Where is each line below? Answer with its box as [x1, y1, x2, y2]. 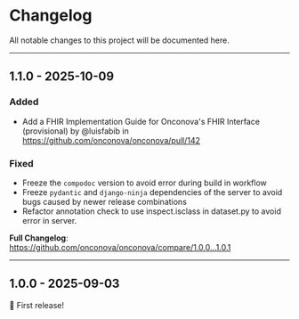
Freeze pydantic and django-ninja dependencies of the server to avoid [21, 186, 283, 197]
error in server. [21, 215, 77, 225]
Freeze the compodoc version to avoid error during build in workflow [21, 177, 267, 188]
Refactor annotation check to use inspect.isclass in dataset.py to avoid [21, 206, 282, 217]
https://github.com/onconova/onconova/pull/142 [21, 135, 201, 145]
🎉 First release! [9, 299, 65, 310]
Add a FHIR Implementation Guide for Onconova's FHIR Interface [21, 116, 261, 127]
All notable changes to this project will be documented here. [9, 35, 230, 45]
